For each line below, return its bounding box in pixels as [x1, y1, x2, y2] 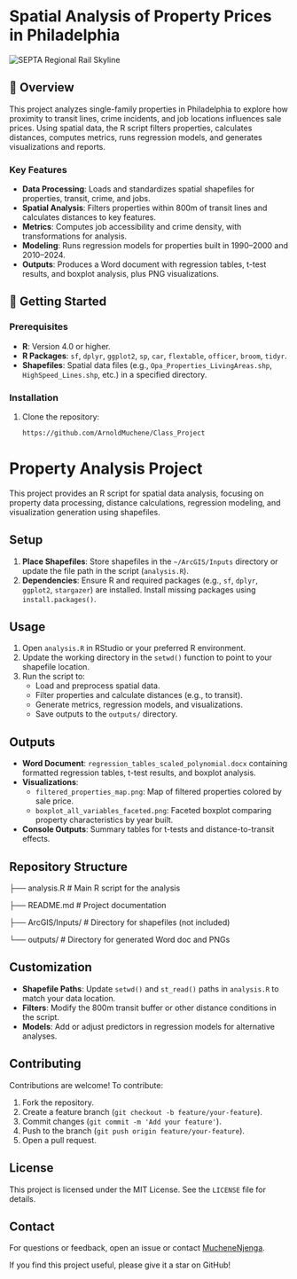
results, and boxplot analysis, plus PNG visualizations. [21, 269, 220, 279]
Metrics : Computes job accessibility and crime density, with [21, 222, 242, 232]
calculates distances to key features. [21, 212, 157, 223]
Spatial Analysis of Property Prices [9, 6, 272, 27]
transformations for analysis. [21, 231, 127, 241]
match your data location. [21, 993, 116, 1003]
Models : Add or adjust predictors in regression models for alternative [21, 1021, 275, 1032]
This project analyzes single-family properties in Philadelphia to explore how [9, 104, 288, 114]
